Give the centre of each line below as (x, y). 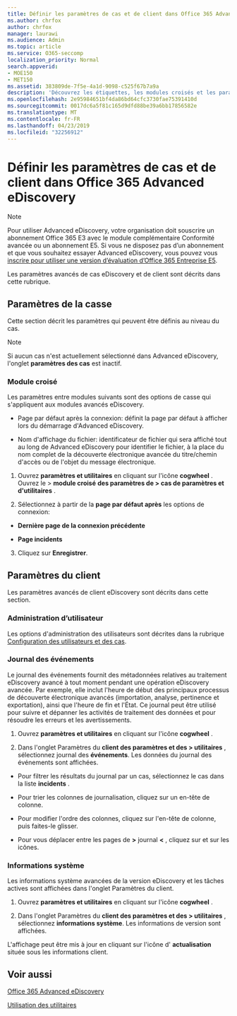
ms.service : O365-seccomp (45, 54)
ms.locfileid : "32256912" (45, 132)
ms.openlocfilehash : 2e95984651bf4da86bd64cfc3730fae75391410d (102, 100)
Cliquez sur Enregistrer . (53, 553)
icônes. (28, 847)
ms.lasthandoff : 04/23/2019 (49, 125)
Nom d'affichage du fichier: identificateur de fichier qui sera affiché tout (122, 440)
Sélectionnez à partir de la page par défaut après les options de (111, 504)
